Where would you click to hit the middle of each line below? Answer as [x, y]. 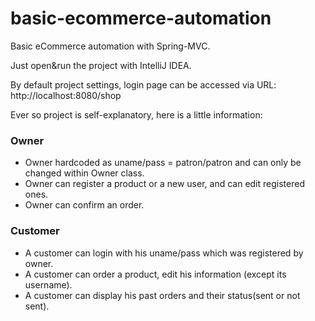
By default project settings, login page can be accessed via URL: [143, 84]
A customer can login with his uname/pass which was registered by [164, 253]
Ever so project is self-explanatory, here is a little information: [136, 114]
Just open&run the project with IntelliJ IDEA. [101, 65]
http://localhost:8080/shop [66, 95]
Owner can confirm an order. [84, 205]
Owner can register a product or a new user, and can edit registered [164, 184]
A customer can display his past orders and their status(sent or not [162, 295]
